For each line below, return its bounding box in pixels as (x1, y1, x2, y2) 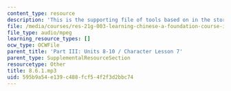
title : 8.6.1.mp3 (7, 67, 57, 74)
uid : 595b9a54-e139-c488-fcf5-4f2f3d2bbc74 (7, 73, 134, 81)
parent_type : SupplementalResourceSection (7, 55, 131, 62)
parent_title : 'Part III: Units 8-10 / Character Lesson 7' (7, 49, 184, 55)
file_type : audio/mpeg (7, 29, 72, 36)
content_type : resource (7, 10, 76, 17)
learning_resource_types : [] (7, 36, 91, 42)
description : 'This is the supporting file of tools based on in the (7, 16, 211, 23)
